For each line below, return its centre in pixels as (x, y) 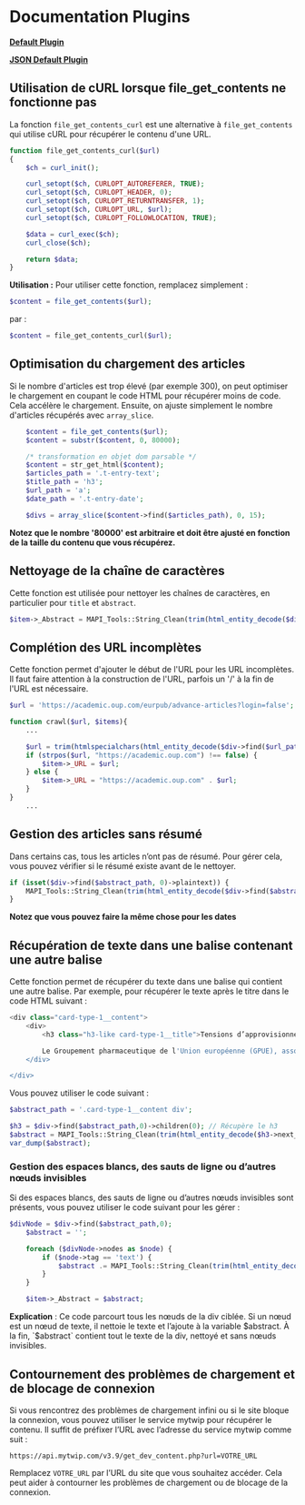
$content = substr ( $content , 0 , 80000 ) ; (103, 440)
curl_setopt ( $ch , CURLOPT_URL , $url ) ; (99, 209)
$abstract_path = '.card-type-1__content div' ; (101, 1110)
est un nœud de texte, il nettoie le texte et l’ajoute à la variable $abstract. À (149, 1327)
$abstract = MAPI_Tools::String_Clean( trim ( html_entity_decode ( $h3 (140, 1135)
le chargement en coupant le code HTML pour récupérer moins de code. (145, 395)
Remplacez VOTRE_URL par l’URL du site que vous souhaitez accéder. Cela (146, 1472)
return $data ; (52, 259)
